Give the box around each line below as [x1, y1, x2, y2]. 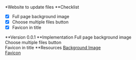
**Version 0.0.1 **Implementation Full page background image [5, 34, 132, 40]
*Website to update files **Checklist [5, 4, 79, 10]
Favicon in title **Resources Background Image [5, 45, 101, 51]
